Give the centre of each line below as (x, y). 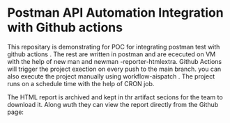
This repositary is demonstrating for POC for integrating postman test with (114, 47)
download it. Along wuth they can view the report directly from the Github (113, 104)
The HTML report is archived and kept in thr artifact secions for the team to (115, 97)
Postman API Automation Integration (116, 13)
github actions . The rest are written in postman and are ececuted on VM (112, 54)
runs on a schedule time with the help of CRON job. (81, 83)
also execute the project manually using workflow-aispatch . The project (111, 76)
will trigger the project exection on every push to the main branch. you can (114, 69)
